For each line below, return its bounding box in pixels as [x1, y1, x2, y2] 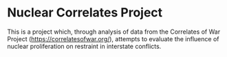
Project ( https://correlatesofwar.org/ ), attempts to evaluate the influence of [7, 34, 219, 43]
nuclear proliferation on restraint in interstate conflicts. [7, 42, 162, 50]
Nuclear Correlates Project [7, 5, 163, 21]
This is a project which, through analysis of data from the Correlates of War [7, 27, 221, 36]
